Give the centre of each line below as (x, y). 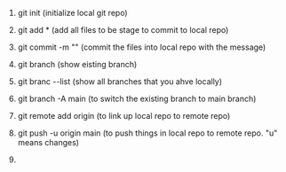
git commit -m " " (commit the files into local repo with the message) (142, 47)
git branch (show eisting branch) (77, 64)
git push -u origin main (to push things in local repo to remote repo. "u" (147, 133)
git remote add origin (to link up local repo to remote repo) (124, 116)
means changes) (48, 142)
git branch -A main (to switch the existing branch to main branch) (137, 98)
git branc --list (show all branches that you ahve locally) (120, 82)
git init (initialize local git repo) (72, 13)
